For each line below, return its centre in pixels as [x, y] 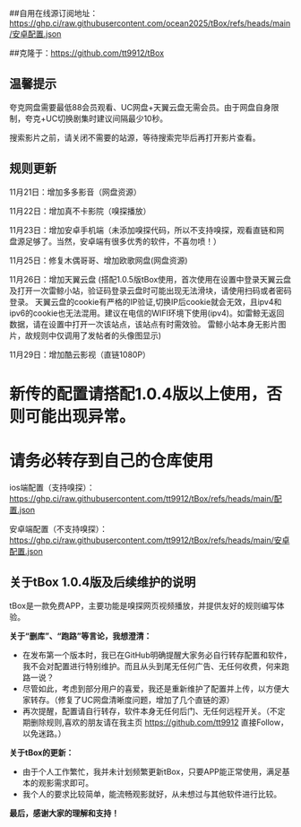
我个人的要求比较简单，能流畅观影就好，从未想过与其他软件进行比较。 [152, 794]
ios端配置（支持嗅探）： [52, 487]
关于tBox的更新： [42, 753]
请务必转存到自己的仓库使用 [112, 461]
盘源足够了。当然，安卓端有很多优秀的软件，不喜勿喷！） [115, 241]
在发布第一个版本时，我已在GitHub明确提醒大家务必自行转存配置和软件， [157, 655]
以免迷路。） [44, 733]
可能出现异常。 [81, 416]
